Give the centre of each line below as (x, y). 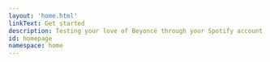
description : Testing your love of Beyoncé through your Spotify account (136, 31)
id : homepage (30, 38)
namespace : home (36, 46)
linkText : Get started (47, 23)
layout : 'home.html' (43, 16)
